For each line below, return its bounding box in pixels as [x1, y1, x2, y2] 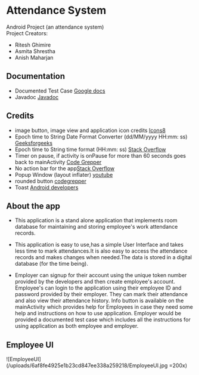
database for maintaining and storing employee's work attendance [14, 223, 178, 230]
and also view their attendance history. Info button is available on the [14, 297, 184, 305]
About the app [6, 201, 61, 211]
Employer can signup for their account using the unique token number [14, 272, 187, 279]
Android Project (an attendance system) [6, 23, 104, 30]
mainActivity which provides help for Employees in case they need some [14, 303, 194, 311]
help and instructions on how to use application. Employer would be [14, 310, 182, 317]
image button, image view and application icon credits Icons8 [14, 127, 166, 134]
